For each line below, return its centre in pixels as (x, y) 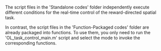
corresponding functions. (31, 43)
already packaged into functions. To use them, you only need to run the (78, 32)
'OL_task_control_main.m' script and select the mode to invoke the (73, 38)
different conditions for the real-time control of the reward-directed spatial (81, 12)
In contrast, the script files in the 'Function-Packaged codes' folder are (77, 27)
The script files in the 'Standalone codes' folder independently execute (77, 7)
